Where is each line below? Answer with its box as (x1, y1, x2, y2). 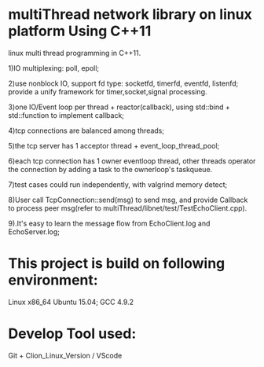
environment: (8, 271, 98, 289)
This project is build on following (8, 255, 225, 273)
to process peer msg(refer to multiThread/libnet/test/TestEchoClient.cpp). (8, 203, 247, 213)
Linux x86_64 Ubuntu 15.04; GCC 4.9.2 (8, 297, 134, 306)
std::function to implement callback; (8, 110, 124, 119)
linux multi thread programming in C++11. (8, 48, 141, 57)
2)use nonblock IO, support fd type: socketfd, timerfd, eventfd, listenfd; (8, 79, 239, 88)
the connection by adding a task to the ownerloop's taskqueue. (8, 164, 213, 174)
